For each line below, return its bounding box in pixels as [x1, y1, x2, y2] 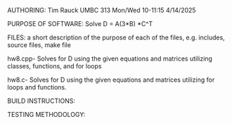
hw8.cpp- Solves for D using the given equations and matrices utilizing [7, 54, 213, 63]
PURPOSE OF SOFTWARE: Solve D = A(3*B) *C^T [7, 20, 153, 27]
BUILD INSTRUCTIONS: [7, 97, 76, 105]
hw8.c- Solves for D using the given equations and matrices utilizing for [7, 75, 215, 84]
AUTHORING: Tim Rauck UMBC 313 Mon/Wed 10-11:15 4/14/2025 [7, 6, 196, 14]
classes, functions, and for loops [7, 62, 102, 70]
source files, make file [7, 41, 72, 49]
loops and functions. [7, 83, 67, 91]
